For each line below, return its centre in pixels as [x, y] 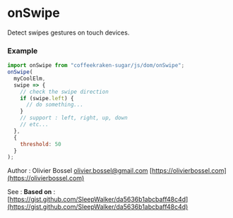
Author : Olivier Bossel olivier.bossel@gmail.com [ [80, 171]
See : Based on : [31, 192]
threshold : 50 [41, 144]
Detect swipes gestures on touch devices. [68, 32]
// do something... [54, 105]
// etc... [35, 125]
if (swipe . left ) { [47, 98]
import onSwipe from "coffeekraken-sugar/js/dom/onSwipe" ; [96, 66]
